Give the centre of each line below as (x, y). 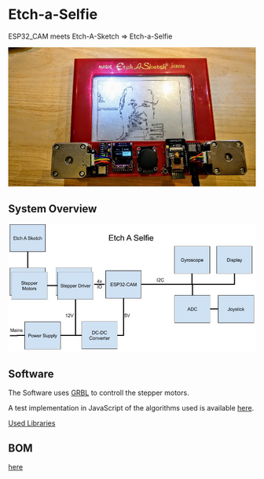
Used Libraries (32, 423)
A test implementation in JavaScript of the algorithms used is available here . (131, 408)
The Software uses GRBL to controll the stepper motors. (99, 393)
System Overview (53, 209)
